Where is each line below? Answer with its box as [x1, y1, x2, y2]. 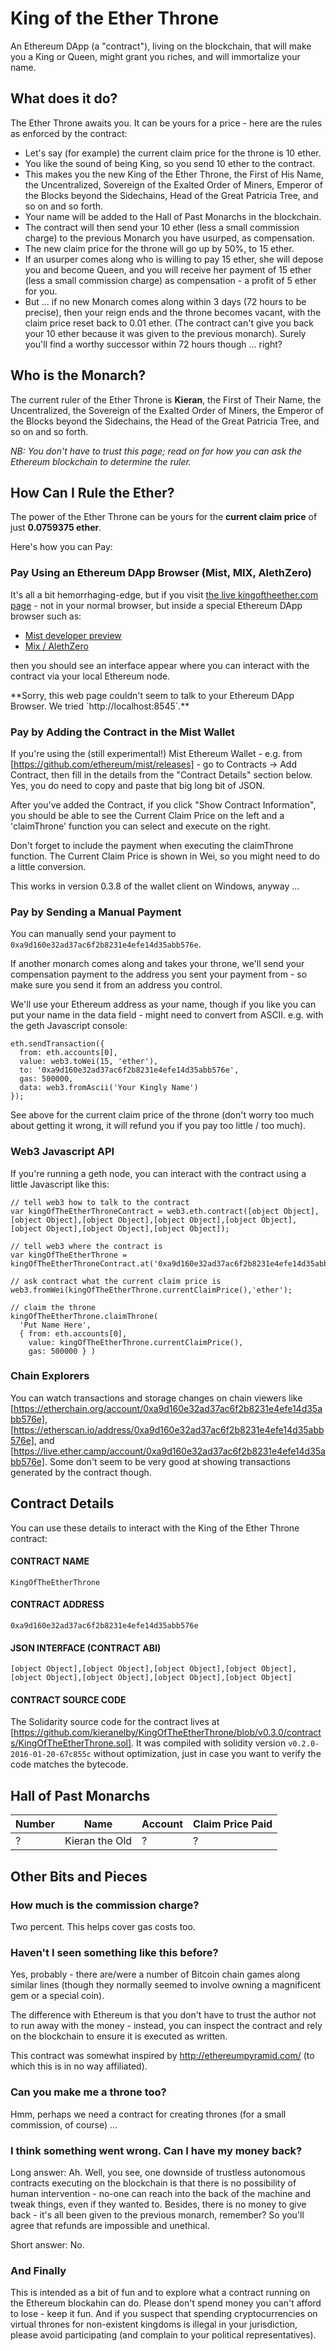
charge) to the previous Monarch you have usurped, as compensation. [24, 232, 315, 244]
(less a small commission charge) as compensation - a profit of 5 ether [24, 274, 317, 286]
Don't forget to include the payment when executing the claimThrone [10, 839, 294, 851]
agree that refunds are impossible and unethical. [10, 2219, 210, 2231]
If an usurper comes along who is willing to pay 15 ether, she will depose [24, 253, 324, 265]
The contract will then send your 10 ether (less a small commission [24, 221, 300, 233]
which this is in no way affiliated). [10, 2060, 148, 2072]
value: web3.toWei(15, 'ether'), [19, 1057, 159, 1067]
